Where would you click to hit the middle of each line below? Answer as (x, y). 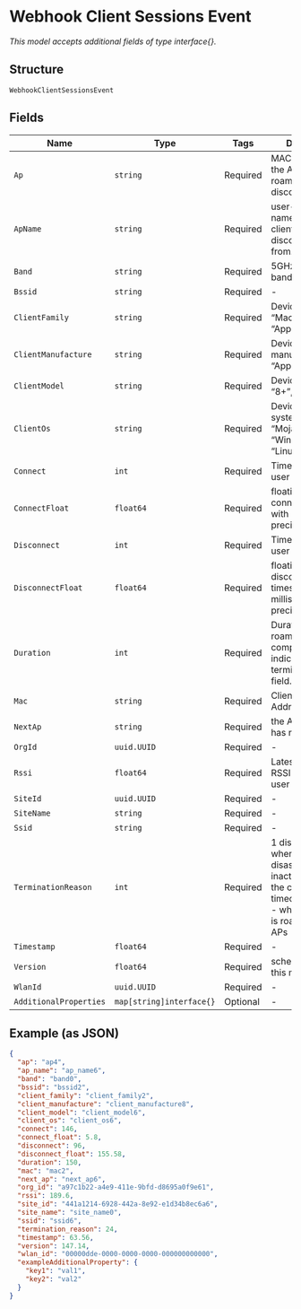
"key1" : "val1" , (56, 1271)
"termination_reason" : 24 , (68, 1229)
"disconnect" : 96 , (52, 1146)
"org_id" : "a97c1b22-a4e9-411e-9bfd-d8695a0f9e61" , (116, 1187)
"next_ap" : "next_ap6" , (61, 1179)
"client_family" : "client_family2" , (86, 1095)
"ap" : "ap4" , (42, 1062)
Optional (241, 1001)
